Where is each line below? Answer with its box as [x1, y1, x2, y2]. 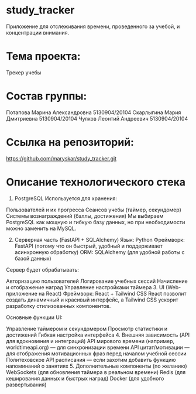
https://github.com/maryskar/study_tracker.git [6, 155, 117, 162]
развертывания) [6, 381, 47, 388]
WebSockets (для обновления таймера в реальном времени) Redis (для [6, 368, 186, 375]
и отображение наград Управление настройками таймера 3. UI [6, 283, 165, 290]
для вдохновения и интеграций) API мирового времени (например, [6, 337, 175, 344]
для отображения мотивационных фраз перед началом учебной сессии [6, 350, 187, 357]
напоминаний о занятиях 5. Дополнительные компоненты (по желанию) [6, 362, 187, 369]
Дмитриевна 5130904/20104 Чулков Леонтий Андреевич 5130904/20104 [6, 115, 188, 122]
